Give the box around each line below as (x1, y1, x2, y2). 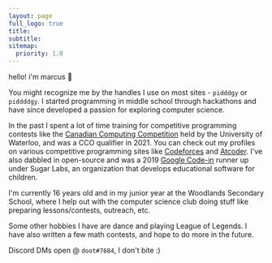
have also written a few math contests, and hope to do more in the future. (8, 230, 254, 239)
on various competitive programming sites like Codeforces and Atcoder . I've (8, 147, 263, 156)
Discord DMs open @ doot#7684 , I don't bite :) (8, 245, 161, 255)
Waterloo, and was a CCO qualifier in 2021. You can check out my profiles (8, 138, 256, 147)
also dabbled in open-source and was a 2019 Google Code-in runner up (8, 155, 249, 165)
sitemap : (8, 42, 38, 50)
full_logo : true (8, 19, 63, 28)
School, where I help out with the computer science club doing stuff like (8, 196, 249, 206)
